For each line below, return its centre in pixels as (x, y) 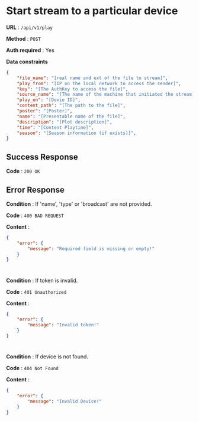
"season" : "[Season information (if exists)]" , (76, 133)
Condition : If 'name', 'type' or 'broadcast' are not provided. (79, 204)
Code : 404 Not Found (33, 368)
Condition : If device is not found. (47, 357)
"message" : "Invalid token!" (63, 325)
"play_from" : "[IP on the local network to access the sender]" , (99, 83)
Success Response (42, 157)
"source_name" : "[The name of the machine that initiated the (95, 95)
